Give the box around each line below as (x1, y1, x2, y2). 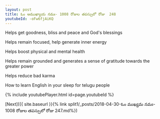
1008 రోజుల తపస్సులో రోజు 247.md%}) (5, 108, 78, 114)
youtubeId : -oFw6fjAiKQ (5, 16, 54, 21)
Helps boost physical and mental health (5, 48, 85, 54)
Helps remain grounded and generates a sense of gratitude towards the (5, 58, 150, 64)
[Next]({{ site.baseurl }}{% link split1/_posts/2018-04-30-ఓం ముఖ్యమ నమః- (5, 101, 156, 107)
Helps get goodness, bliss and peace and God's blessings (5, 30, 123, 36)
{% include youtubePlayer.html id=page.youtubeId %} (5, 92, 114, 98)
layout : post (5, 7, 32, 12)
